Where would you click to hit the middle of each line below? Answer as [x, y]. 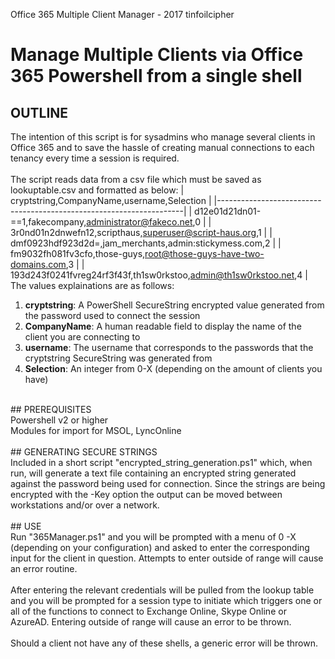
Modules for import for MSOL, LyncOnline [96, 430]
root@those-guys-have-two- [204, 253]
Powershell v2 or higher [59, 420]
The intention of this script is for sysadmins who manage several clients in [163, 137]
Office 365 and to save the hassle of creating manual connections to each [162, 147]
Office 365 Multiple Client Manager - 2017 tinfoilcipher [122, 14]
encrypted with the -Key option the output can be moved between [146, 494]
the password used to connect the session [112, 315]
